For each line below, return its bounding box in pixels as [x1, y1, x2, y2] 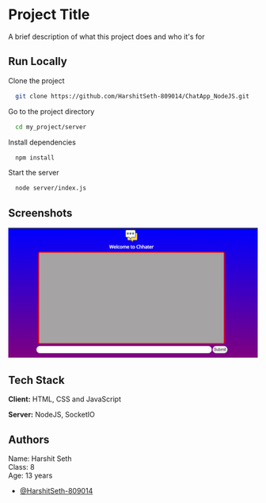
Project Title [8, 6, 90, 24]
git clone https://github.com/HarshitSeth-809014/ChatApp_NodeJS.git [15, 92, 249, 100]
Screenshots [8, 206, 73, 220]
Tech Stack [8, 373, 65, 386]
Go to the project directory [8, 106, 95, 116]
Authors [8, 432, 50, 446]
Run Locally [8, 55, 67, 68]
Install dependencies [8, 137, 77, 147]
